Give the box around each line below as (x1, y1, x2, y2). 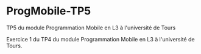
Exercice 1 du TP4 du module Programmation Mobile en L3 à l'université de (6, 35, 195, 43)
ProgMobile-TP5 (6, 4, 91, 18)
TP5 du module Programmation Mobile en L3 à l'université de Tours (6, 24, 176, 31)
